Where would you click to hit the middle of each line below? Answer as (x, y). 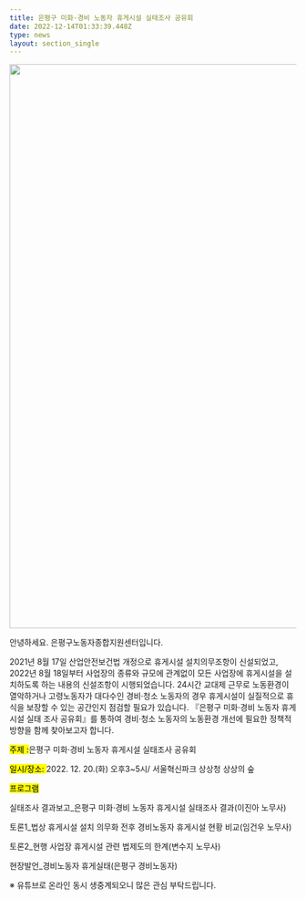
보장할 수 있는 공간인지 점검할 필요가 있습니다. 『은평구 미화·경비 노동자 (153, 708)
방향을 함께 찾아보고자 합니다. (62, 730)
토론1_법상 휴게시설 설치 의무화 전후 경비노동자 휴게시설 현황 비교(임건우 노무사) (151, 827)
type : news (30, 35)
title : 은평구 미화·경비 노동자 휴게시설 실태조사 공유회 (102, 18)
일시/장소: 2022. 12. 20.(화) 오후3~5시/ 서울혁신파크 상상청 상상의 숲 (132, 769)
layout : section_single (55, 43)
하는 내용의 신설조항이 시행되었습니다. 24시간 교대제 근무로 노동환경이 (165, 685)
